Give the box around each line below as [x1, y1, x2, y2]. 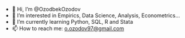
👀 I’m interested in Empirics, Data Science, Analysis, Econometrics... [11, 12, 180, 19]
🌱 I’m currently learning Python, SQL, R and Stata [11, 18, 134, 25]
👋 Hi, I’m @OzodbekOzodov [11, 6, 81, 12]
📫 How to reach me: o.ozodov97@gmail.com [11, 25, 125, 32]
